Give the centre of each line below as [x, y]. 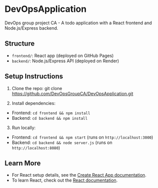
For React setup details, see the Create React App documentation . [79, 175]
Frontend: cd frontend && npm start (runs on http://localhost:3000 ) [82, 137]
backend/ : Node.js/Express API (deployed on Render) [65, 61]
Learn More [23, 163]
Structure [20, 44]
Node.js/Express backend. [32, 28]
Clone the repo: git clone [37, 88]
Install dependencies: [34, 103]
